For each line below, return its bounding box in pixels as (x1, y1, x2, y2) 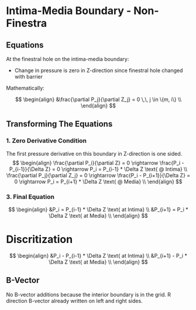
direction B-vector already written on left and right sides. (6, 297, 143, 304)
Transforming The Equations (6, 119, 113, 129)
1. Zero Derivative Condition (6, 137, 87, 145)
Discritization (6, 233, 73, 246)
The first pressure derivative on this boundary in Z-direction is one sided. (6, 150, 183, 157)
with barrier (14, 73, 43, 80)
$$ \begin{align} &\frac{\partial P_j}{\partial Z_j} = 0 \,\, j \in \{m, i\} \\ (15, 96, 182, 103)
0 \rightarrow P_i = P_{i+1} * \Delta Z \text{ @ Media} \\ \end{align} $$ (14, 178, 183, 185)
